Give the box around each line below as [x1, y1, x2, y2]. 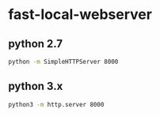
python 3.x [8, 80, 63, 93]
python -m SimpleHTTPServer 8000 [8, 58, 119, 65]
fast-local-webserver [8, 6, 153, 24]
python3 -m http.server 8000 [8, 100, 105, 108]
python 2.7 [8, 37, 63, 51]
